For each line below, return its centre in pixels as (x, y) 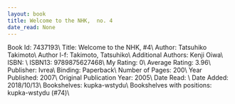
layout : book (27, 14)
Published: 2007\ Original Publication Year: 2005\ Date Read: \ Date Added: (118, 78)
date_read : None (31, 27)
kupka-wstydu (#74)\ (38, 93)
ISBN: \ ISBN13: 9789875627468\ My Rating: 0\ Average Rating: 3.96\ (109, 63)
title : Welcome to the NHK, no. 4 (60, 21)
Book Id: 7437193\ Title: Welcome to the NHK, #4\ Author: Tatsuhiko (107, 48)
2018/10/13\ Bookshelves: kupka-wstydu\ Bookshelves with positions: (110, 85)
